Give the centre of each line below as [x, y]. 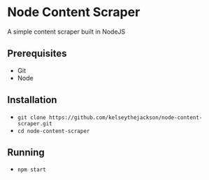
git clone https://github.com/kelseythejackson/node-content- [110, 117]
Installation [32, 100]
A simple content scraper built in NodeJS [66, 32]
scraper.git [35, 123]
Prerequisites [37, 54]
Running [26, 152]
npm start [32, 170]
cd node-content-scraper [53, 131]
